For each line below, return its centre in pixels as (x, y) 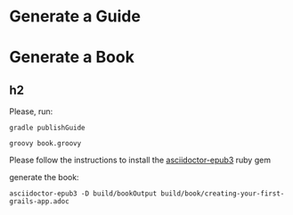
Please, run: (31, 112)
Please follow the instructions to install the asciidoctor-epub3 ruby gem (140, 160)
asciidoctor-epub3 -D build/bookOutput (83, 194)
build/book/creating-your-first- (223, 194)
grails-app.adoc (39, 202)
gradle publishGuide (48, 128)
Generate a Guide (75, 17)
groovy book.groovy (45, 144)
